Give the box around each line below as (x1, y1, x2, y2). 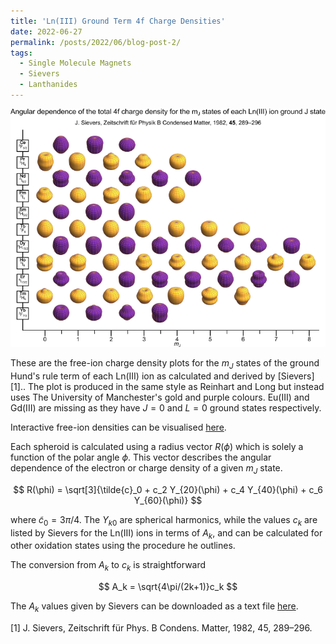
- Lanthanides (19, 80, 78, 90)
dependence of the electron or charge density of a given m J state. (10, 461, 283, 476)
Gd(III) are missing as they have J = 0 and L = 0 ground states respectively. (10, 401, 322, 414)
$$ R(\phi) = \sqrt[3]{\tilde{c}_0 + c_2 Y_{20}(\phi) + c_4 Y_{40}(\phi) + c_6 (13, 483, 323, 495)
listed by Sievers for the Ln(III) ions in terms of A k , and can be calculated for (10, 526, 323, 541)
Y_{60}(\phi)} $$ (133, 494, 203, 506)
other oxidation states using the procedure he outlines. (10, 540, 236, 552)
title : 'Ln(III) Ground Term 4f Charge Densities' (10, 16, 226, 26)
